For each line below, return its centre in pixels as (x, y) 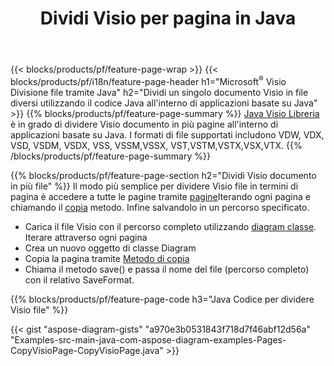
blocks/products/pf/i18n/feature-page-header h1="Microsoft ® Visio (148, 80)
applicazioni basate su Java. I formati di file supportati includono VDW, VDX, (167, 134)
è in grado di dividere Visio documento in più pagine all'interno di (144, 124)
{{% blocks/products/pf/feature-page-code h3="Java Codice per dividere (162, 299)
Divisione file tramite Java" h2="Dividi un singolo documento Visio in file (159, 92)
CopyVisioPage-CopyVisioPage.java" (87, 350)
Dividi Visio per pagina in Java (168, 18)
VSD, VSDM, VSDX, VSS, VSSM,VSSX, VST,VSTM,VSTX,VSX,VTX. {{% (156, 145)
